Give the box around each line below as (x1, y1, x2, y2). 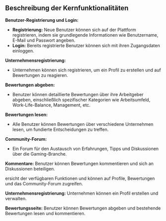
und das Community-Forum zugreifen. (5, 180, 83, 186)
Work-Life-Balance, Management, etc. (12, 102, 91, 108)
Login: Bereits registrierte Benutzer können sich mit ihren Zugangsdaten (12, 42, 160, 49)
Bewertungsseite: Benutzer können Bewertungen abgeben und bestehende (5, 205, 161, 211)
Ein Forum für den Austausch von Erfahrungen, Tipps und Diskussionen (12, 146, 159, 152)
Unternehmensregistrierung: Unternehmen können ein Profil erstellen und (5, 190, 159, 196)
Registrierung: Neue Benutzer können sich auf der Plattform (12, 27, 136, 33)
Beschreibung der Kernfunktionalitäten (5, 4, 129, 12)
